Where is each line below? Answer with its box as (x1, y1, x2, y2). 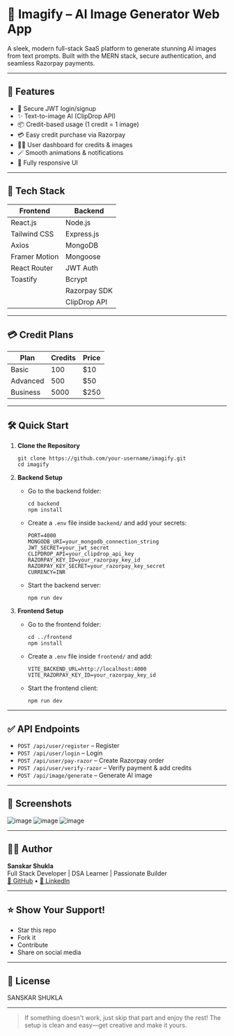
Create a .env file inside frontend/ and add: (27, 652, 153, 661)
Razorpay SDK (65, 285, 114, 295)
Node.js (65, 218, 91, 227)
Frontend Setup (17, 607, 64, 615)
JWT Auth (65, 263, 99, 273)
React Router (10, 263, 54, 273)
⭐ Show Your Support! (7, 904, 106, 916)
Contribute (17, 941, 49, 949)
